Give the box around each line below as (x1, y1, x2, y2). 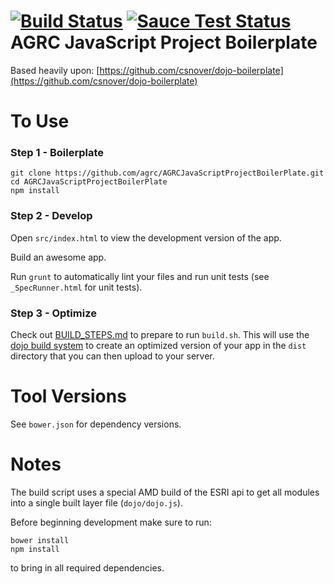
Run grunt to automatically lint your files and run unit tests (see (10, 270, 270, 282)
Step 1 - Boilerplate (10, 146, 104, 160)
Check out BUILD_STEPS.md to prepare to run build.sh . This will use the (10, 329, 310, 341)
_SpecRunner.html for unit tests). (10, 281, 143, 293)
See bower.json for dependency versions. (10, 418, 182, 430)
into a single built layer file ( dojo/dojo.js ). (10, 496, 183, 509)
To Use (10, 110, 70, 133)
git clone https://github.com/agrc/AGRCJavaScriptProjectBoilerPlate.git (10, 168, 325, 179)
